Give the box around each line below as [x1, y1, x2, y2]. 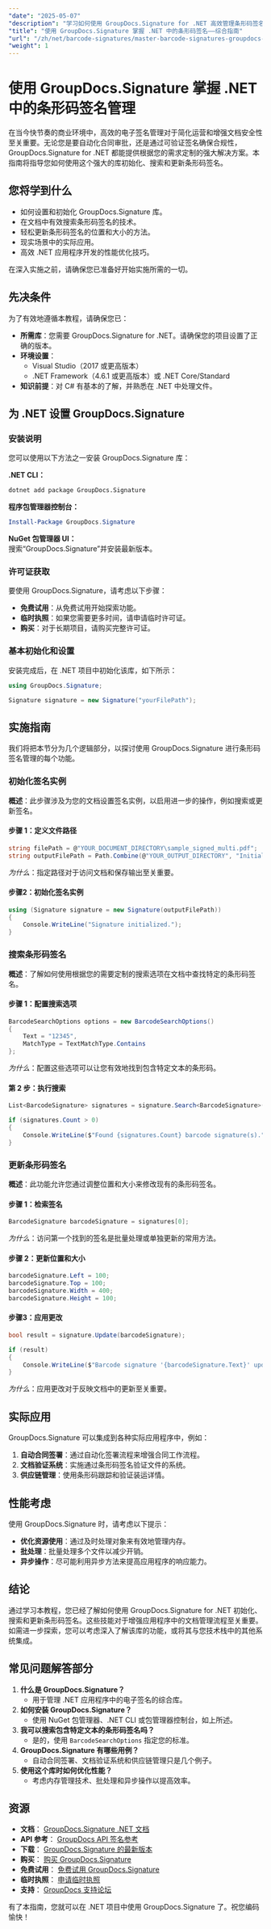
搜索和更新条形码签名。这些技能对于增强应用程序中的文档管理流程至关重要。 [8, 1615, 263, 1625]
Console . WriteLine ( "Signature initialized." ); [23, 920, 182, 929]
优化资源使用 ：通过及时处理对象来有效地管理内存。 [19, 1536, 190, 1546]
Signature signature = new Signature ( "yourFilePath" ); [8, 696, 197, 704]
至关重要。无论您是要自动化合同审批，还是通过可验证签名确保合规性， [8, 138, 242, 148]
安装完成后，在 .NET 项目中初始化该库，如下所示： [8, 665, 177, 675]
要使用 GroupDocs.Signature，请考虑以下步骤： [8, 586, 167, 596]
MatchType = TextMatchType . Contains [23, 1040, 147, 1048]
